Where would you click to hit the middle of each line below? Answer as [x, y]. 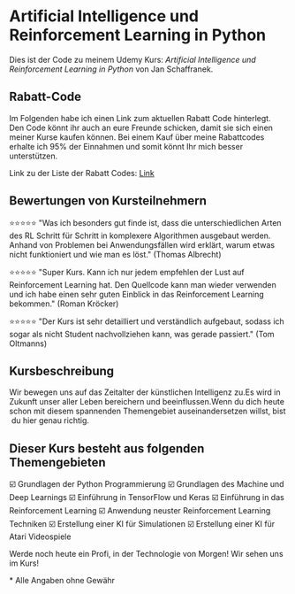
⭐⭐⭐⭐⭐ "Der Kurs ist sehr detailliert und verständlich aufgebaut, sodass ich [147, 321]
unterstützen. [34, 156]
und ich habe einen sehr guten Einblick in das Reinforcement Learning [137, 294]
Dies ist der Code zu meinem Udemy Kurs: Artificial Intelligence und [132, 59]
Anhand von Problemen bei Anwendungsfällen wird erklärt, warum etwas [142, 244]
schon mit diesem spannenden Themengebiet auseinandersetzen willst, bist [147, 411]
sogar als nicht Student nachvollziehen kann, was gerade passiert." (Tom [142, 334]
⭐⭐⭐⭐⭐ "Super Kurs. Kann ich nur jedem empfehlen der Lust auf [127, 272]
